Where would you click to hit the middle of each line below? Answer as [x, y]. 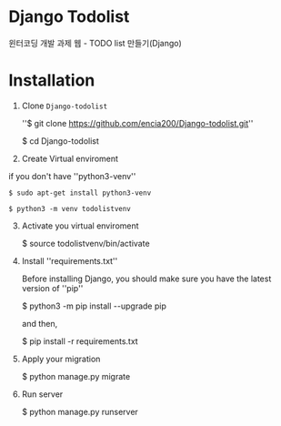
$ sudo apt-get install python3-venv [80, 193]
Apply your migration [61, 359]
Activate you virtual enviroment [80, 226]
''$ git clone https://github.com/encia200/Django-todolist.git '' [137, 123]
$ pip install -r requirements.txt [80, 341]
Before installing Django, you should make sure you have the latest [146, 279]
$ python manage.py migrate [76, 376]
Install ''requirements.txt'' [70, 260]
